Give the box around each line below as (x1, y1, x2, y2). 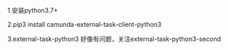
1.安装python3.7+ (7, 6, 58, 14)
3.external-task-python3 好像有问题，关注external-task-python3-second (7, 35, 222, 43)
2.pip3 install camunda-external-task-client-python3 (7, 20, 162, 28)
